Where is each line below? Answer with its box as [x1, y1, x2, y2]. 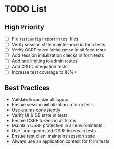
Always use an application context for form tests [11, 138, 110, 144]
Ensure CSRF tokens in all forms [11, 118, 77, 124]
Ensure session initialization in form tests [11, 102, 94, 108]
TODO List [4, 3, 47, 15]
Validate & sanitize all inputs [11, 97, 68, 102]
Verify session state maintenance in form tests [11, 42, 106, 48]
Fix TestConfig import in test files [11, 36, 79, 42]
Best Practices [4, 83, 50, 92]
